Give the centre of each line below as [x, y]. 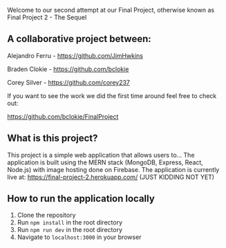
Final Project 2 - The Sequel [47, 17]
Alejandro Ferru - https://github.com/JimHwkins [75, 55]
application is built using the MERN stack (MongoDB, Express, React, [105, 162]
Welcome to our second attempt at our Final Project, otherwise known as [111, 10]
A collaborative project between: [79, 39]
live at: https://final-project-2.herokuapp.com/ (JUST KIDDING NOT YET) [111, 177]
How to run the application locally [81, 199]
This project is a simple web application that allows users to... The [101, 155]
